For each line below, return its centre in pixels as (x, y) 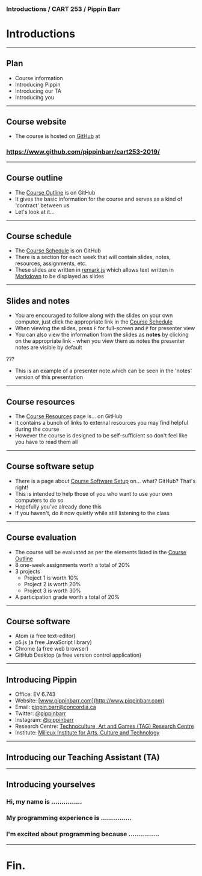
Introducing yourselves (51, 785)
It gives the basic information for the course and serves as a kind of (99, 199)
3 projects (27, 571)
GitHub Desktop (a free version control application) (78, 655)
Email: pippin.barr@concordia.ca (55, 707)
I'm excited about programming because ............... (83, 834)
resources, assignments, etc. (51, 263)
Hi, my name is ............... (44, 802)
